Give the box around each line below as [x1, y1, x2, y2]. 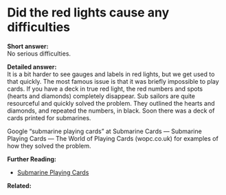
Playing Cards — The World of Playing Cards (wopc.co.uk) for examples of [7, 134, 218, 142]
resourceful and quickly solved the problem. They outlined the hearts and [7, 99, 215, 107]
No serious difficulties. [7, 49, 71, 58]
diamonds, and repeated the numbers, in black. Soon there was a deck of [7, 106, 215, 115]
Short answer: [7, 42, 49, 50]
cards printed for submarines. [7, 113, 91, 122]
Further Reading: [7, 154, 57, 163]
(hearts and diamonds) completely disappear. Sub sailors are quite [7, 91, 196, 100]
